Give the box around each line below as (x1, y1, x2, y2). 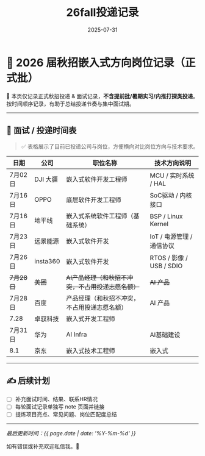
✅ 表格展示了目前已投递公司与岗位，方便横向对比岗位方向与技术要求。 (21, 143, 199, 150)
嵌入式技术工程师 (66, 346, 115, 355)
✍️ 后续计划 (6, 376, 51, 386)
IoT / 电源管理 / (149, 232, 193, 241)
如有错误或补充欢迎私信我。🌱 (6, 443, 80, 450)
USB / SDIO (149, 262, 183, 270)
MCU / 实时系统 (149, 171, 195, 180)
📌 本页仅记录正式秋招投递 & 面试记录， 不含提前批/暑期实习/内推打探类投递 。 (6, 92, 198, 99)
